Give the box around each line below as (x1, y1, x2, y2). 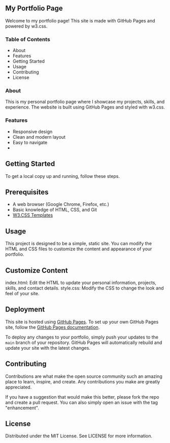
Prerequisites (5, 188, 49, 196)
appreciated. (5, 384, 32, 390)
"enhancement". (5, 405, 40, 411)
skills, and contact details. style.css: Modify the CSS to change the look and (5, 285, 164, 291)
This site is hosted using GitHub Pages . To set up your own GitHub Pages (5, 319, 159, 325)
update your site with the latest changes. (5, 345, 90, 351)
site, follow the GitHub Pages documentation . (5, 324, 100, 330)
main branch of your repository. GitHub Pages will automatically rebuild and (5, 339, 162, 346)
